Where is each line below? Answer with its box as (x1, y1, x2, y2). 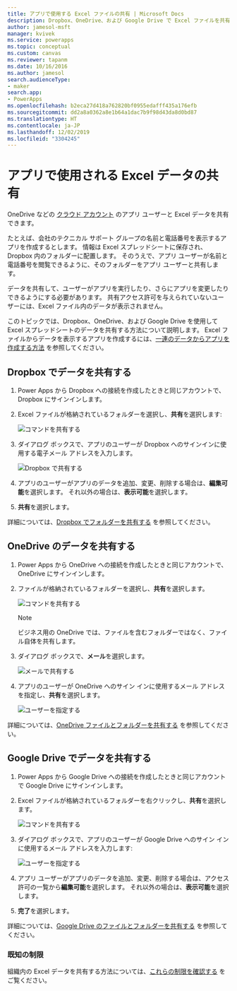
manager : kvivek (7, 30, 55, 37)
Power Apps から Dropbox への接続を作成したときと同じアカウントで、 (17, 386, 226, 394)
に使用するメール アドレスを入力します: (17, 843, 133, 852)
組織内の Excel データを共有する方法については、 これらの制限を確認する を (7, 967, 226, 975)
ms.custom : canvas (7, 50, 61, 57)
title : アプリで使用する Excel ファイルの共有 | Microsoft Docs (7, 10, 185, 18)
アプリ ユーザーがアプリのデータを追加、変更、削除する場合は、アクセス (17, 874, 229, 882)
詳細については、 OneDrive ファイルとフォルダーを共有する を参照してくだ (7, 720, 224, 729)
